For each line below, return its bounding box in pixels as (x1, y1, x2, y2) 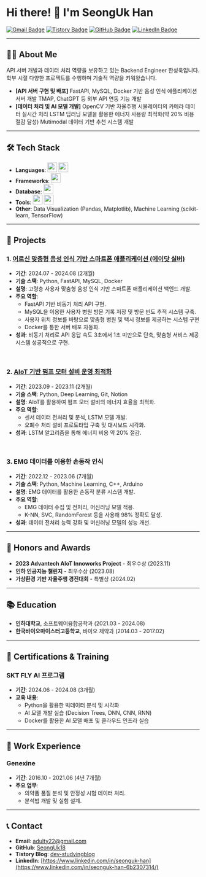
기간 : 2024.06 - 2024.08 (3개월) (15, 686, 96, 693)
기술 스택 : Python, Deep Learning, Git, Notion (15, 390, 128, 398)
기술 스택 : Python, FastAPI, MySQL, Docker (15, 278, 123, 285)
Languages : (15, 166, 47, 174)
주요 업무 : (15, 781, 39, 789)
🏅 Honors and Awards (6, 543, 91, 553)
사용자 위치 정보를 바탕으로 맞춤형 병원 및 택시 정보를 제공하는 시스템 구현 (24, 316, 200, 323)
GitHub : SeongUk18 (15, 844, 66, 851)
